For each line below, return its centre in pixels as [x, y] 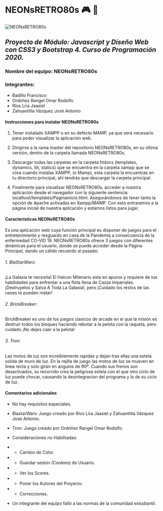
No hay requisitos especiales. [42, 404]
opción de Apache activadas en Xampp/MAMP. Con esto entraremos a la [85, 203]
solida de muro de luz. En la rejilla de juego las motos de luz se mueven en [80, 361]
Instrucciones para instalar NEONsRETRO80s [52, 122]
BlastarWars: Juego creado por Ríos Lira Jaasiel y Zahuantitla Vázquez [83, 413]
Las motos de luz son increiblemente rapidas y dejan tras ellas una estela [78, 356]
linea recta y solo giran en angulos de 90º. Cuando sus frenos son [71, 366]
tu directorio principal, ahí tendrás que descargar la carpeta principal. [82, 178]
